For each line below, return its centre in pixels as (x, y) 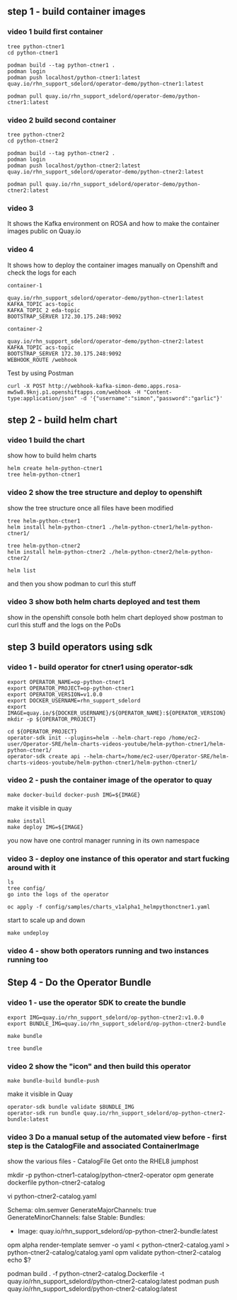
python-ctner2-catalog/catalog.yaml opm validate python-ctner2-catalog (114, 1253)
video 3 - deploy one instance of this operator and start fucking (118, 858)
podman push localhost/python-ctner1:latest (74, 77)
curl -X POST (27, 386)
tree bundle (25, 1048)
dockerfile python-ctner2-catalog (56, 1182)
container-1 (25, 285)
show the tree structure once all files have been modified (91, 508)
